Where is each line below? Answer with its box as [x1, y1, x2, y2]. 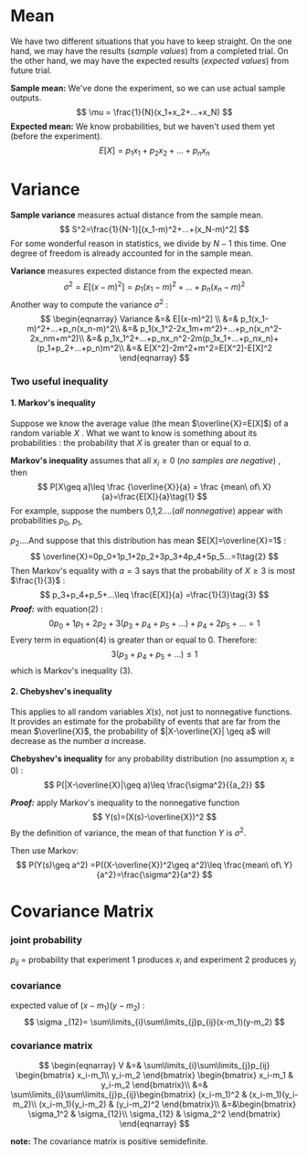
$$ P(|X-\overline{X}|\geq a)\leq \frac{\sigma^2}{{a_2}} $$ [43, 779, 266, 790]
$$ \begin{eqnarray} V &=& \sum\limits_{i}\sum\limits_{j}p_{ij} [38, 1060, 270, 1071]
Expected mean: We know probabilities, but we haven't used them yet [10, 121, 275, 132]
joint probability [10, 933, 83, 946]
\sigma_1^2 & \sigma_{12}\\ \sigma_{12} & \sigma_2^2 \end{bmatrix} [27, 1108, 281, 1119]
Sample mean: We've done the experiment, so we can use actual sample [10, 82, 286, 93]
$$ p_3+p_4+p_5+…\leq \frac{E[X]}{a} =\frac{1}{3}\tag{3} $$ [39, 589, 270, 600]
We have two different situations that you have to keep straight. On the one [10, 36, 292, 47]
